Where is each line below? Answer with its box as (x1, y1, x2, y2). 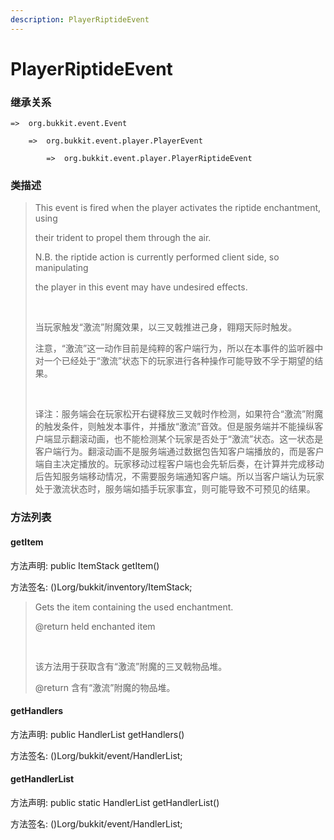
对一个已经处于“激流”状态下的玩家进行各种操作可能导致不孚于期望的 (34, 355, 315, 367)
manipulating (34, 262, 89, 274)
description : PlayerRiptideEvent (10, 14, 150, 25)
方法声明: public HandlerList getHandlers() (10, 728, 185, 740)
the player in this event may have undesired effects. (34, 281, 248, 293)
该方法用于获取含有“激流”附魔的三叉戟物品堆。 (34, 660, 228, 672)
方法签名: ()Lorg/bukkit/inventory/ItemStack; (10, 581, 193, 593)
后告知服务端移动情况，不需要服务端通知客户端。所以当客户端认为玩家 (34, 471, 325, 483)
